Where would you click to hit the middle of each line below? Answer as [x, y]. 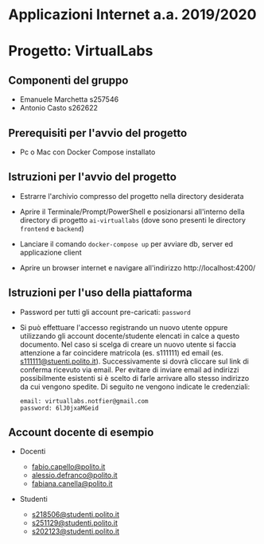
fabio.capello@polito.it [68, 467]
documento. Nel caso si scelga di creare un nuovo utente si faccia [128, 344]
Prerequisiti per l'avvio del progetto [98, 133]
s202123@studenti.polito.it [76, 531]
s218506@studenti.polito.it [76, 515]
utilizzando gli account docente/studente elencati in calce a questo [130, 336]
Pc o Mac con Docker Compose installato [87, 152]
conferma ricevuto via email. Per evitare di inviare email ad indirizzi [129, 369]
